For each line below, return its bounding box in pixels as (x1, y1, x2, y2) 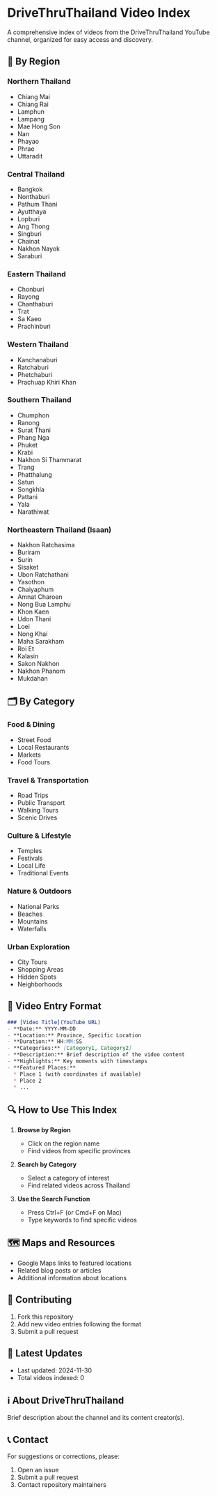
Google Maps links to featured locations (17, 1259, 132, 1268)
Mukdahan (17, 674, 48, 683)
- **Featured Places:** (7, 1064, 77, 1071)
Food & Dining (7, 720, 56, 730)
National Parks (17, 902, 60, 910)
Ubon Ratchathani (17, 570, 70, 579)
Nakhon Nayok (17, 244, 61, 253)
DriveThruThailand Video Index (7, 5, 191, 21)
